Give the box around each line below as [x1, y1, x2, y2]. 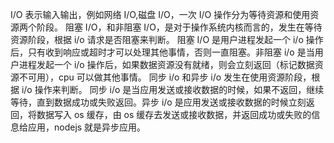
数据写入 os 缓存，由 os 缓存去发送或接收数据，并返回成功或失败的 [36, 109, 312, 120]
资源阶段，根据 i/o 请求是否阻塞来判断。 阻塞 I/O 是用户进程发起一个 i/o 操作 [10, 34, 324, 45]
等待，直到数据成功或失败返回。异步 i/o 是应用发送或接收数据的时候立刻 [10, 96, 307, 108]
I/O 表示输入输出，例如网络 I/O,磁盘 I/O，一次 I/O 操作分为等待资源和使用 [10, 9, 311, 20]
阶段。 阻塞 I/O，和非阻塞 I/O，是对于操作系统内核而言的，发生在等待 [36, 21, 323, 33]
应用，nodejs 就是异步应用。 [27, 121, 147, 133]
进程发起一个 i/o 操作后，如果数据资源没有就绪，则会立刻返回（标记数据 [18, 59, 315, 70]
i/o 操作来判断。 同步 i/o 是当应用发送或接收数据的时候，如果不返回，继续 [21, 84, 325, 95]
